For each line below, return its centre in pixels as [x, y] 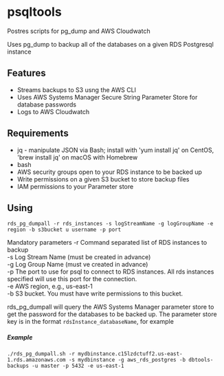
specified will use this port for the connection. [72, 279]
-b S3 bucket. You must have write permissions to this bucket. [95, 294]
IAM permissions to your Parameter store [75, 186]
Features [26, 73]
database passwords [47, 104]
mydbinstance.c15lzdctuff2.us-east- [131, 354]
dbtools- [201, 360]
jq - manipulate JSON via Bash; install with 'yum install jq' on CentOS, [115, 150]
